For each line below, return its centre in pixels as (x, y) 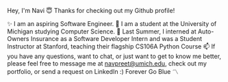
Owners (18, 39)
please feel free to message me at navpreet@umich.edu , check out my (107, 64)
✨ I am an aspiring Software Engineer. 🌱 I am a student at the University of (112, 24)
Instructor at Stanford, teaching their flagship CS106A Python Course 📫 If (111, 46)
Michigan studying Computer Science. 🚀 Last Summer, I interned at (102, 31)
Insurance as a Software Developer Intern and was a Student (116, 39)
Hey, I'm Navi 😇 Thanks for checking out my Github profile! (91, 11)
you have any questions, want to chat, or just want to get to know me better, (114, 56)
